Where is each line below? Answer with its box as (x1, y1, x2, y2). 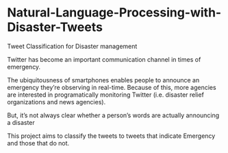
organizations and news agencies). (7, 97, 106, 106)
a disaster (7, 118, 36, 126)
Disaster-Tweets (7, 19, 103, 35)
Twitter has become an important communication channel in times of (7, 55, 201, 63)
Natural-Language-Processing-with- (7, 5, 222, 21)
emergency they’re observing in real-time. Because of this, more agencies (7, 83, 217, 91)
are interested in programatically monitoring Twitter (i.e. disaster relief (7, 91, 204, 99)
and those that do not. (7, 139, 70, 147)
